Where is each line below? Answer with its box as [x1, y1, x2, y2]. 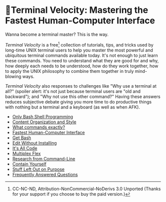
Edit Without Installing [12, 140, 57, 146]
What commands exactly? [12, 124, 65, 130]
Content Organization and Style [12, 119, 77, 125]
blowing [5, 73, 21, 79]
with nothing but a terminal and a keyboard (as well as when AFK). [5, 104, 140, 110]
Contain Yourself [12, 161, 47, 167]
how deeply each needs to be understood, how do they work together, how [5, 63, 159, 69]
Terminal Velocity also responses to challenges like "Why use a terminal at [5, 83, 157, 89]
